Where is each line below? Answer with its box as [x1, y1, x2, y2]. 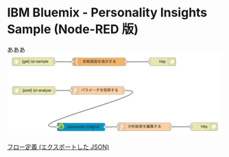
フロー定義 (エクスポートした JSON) [7, 143, 110, 151]
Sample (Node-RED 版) [7, 22, 138, 37]
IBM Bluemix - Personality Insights [7, 5, 208, 21]
